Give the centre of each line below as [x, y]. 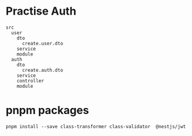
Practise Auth [41, 11]
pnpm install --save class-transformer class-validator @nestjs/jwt [96, 126]
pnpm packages [48, 110]
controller [30, 81]
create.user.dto [42, 43]
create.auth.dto [42, 70]
